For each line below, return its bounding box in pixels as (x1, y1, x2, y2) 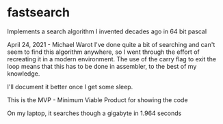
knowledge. (7, 69, 40, 78)
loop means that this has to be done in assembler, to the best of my (7, 62, 197, 70)
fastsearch (7, 5, 70, 20)
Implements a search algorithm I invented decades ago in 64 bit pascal (7, 27, 207, 35)
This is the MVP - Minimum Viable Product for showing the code (7, 95, 188, 104)
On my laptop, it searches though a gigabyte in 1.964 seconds (7, 109, 182, 117)
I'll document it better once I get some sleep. (7, 82, 133, 91)
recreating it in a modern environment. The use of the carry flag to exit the (7, 55, 217, 63)
